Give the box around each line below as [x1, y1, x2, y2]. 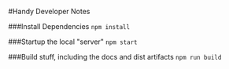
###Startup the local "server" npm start [8, 37, 138, 46]
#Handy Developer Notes [8, 7, 90, 16]
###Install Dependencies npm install [8, 22, 131, 31]
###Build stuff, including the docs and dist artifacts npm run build [8, 53, 222, 61]
